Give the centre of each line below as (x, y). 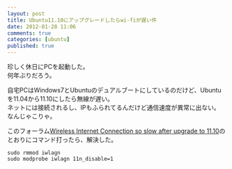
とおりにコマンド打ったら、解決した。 (62, 139)
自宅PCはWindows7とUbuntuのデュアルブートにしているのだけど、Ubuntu (114, 90)
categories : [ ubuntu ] (39, 40)
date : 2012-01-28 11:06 (42, 26)
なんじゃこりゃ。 (32, 116)
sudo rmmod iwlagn (34, 153)
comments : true (29, 33)
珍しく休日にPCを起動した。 (48, 66)
